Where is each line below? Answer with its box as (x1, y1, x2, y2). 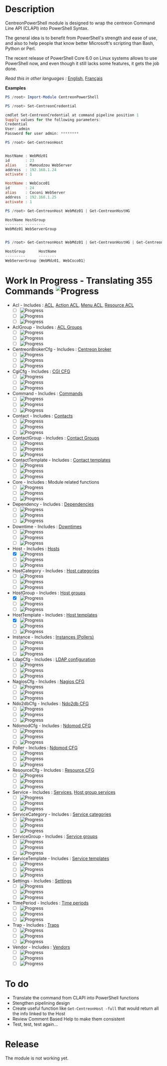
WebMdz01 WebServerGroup (5, 226, 57, 232)
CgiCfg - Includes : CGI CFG (12, 368, 71, 374)
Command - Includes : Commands (12, 391, 83, 397)
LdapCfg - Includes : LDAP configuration (12, 656, 96, 662)
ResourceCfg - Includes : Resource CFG (12, 767, 94, 773)
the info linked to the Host (12, 1011, 66, 1017)
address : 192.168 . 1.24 (5, 167, 57, 172)
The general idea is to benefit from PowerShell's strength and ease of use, (5, 35, 158, 41)
